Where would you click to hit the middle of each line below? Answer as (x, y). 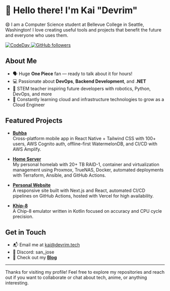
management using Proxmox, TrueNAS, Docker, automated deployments (88, 170)
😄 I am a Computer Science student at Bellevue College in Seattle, (75, 24)
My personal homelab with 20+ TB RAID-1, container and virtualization (86, 164)
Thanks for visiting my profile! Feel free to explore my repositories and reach (85, 272)
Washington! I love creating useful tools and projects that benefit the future (83, 29)
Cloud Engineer (29, 105)
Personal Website (32, 185)
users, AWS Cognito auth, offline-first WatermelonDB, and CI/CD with (85, 144)
